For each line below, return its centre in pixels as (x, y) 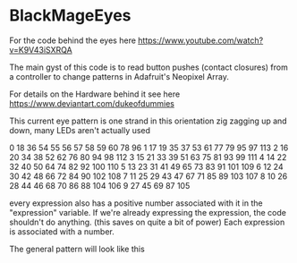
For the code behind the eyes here (73, 40)
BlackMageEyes (70, 16)
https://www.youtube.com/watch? (201, 40)
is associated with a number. (62, 231)
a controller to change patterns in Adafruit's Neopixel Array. (119, 76)
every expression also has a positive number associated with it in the (136, 203)
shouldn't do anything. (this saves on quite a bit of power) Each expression (147, 222)
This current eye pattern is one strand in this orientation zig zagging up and (148, 121)
